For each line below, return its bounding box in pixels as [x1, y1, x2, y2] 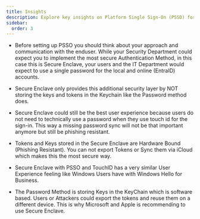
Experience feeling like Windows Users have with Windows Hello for [14, 171, 183, 178]
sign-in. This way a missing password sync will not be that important [14, 122, 183, 129]
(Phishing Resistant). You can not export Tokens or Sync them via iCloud [14, 146, 193, 153]
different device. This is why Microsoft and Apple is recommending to [14, 201, 186, 208]
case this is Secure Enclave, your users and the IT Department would [14, 61, 185, 68]
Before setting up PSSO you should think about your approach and [14, 42, 179, 49]
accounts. [14, 73, 40, 81]
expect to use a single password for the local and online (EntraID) [14, 67, 176, 75]
